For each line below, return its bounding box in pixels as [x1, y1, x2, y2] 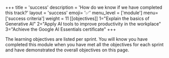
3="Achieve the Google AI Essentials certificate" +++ [5, 26, 116, 32]
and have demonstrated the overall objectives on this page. [5, 47, 129, 53]
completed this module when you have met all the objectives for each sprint [5, 42, 164, 47]
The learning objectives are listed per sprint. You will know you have [5, 36, 148, 42]
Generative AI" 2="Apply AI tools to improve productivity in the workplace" [5, 21, 161, 27]
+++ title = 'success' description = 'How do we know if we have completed [5, 5, 162, 10]
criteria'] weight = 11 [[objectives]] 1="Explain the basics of [26, 15, 150, 21]
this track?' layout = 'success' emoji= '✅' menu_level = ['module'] [5, 10, 143, 16]
